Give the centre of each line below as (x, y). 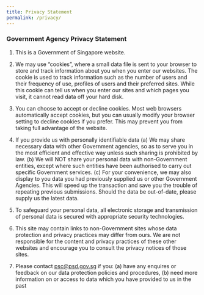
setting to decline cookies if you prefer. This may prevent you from (99, 121)
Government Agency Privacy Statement (67, 39)
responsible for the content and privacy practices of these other (96, 241)
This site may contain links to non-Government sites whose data (96, 228)
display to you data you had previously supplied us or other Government (106, 178)
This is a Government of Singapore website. (70, 52)
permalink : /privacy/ (34, 18)
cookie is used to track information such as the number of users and (101, 77)
